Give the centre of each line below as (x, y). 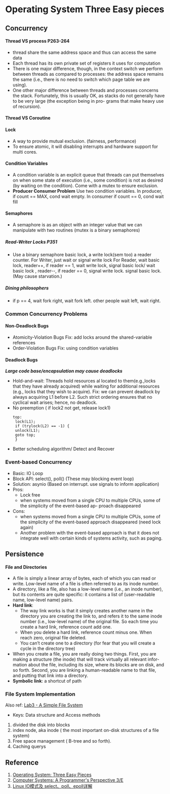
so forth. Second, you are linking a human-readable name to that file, (84, 670)
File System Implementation (40, 694)
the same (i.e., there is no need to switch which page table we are (81, 79)
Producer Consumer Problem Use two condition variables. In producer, (87, 191)
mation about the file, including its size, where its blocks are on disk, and (88, 665)
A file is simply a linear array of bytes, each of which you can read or (84, 578)
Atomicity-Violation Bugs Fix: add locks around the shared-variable (82, 337)
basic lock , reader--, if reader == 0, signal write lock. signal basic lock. (87, 271)
